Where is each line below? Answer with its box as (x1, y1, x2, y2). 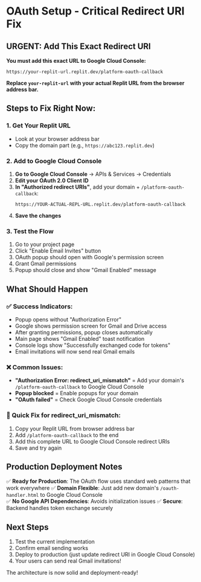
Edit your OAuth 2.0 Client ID (14, 176, 89, 184)
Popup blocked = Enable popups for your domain (14, 390, 139, 397)
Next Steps (6, 522, 49, 532)
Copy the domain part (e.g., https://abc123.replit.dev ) (14, 141, 155, 149)
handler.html (6, 493, 39, 499)
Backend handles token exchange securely (6, 505, 113, 512)
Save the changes (14, 212, 62, 219)
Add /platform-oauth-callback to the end (14, 431, 119, 439)
